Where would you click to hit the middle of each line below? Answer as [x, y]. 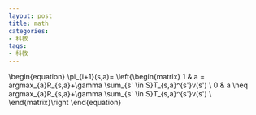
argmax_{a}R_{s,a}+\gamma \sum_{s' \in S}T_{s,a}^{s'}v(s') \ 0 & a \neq [128, 85]
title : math [28, 23]
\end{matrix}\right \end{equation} [65, 102]
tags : [17, 46]
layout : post [30, 16]
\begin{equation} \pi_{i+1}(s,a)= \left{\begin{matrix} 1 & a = [107, 77]
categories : [28, 31]
